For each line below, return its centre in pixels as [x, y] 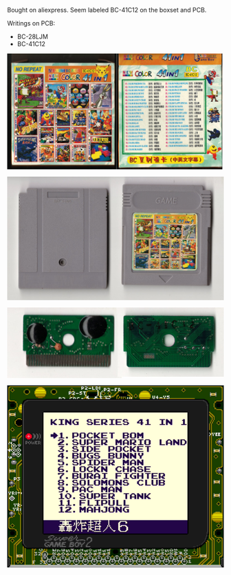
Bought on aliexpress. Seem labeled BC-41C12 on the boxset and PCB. [107, 10]
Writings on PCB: [31, 23]
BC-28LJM [32, 36]
